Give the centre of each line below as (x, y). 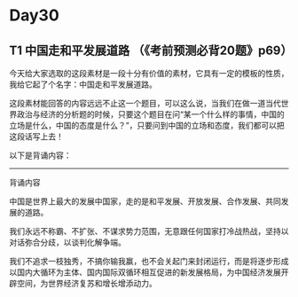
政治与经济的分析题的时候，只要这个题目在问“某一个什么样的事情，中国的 (151, 114)
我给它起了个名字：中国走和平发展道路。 (83, 84)
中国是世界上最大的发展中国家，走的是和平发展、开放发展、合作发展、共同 (145, 201)
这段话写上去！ (36, 137)
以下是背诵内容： (40, 155)
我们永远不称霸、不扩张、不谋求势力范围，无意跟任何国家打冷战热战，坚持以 (149, 231)
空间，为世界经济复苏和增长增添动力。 (86, 283)
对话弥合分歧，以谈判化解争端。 (67, 242)
